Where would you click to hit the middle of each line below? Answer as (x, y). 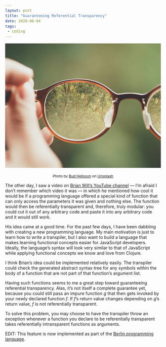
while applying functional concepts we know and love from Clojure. (74, 253)
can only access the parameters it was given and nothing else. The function (82, 202)
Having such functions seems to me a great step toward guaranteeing (76, 283)
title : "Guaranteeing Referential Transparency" (56, 16)
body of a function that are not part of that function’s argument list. (73, 274)
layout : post (19, 10)
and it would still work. (28, 217)
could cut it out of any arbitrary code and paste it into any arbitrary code (79, 212)
